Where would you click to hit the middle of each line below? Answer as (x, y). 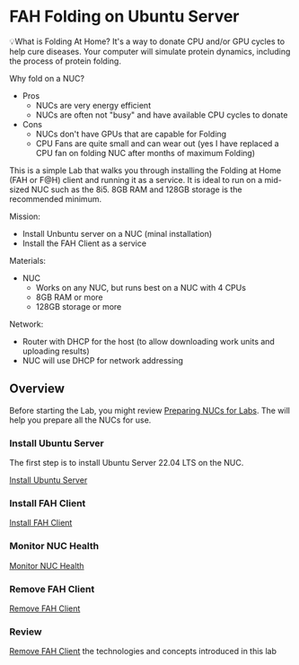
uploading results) (56, 351)
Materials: (28, 260)
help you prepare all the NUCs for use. (80, 420)
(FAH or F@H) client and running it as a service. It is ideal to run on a (136, 179)
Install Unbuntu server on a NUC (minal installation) (117, 233)
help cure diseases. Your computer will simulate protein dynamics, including (150, 51)
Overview (37, 389)
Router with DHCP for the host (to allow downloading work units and (149, 341)
